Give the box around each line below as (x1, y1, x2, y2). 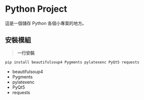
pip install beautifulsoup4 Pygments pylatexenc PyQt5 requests (5, 60, 140, 65)
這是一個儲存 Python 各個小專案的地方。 (5, 20, 87, 26)
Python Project (5, 3, 67, 15)
